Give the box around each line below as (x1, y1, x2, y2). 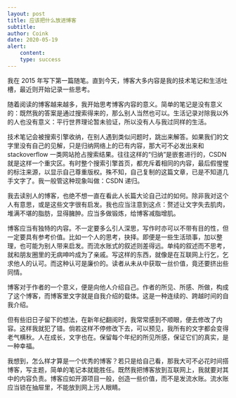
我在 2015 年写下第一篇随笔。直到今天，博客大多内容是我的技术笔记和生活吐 (7, 76, 228, 84)
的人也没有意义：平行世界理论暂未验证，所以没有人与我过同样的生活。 (7, 117, 211, 126)
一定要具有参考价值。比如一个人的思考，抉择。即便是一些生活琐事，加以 (7, 233, 216, 241)
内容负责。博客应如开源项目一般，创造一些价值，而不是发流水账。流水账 (19, 374, 229, 383)
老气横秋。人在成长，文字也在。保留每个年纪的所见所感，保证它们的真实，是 (7, 333, 229, 341)
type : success (20, 56, 61, 63)
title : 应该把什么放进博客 (7, 17, 77, 24)
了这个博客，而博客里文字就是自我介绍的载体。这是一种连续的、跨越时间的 (7, 291, 223, 300)
